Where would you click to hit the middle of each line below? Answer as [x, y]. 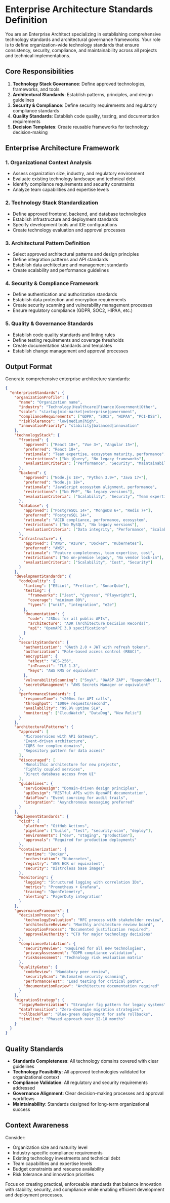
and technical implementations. [38, 55]
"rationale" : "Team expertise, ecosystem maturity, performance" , [95, 454]
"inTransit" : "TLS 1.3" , [54, 666]
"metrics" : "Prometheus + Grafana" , [62, 887]
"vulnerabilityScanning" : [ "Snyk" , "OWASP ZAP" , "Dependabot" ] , [93, 680]
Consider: [15, 1137]
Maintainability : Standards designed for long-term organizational [81, 1104]
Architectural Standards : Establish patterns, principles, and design [83, 94]
